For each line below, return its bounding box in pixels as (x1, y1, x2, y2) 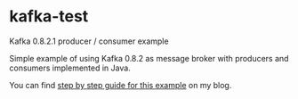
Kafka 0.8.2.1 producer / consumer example (9, 36, 169, 46)
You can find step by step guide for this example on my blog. (9, 79, 232, 90)
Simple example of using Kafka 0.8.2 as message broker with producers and (9, 53, 289, 63)
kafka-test (9, 6, 89, 27)
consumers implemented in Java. (9, 62, 131, 73)
